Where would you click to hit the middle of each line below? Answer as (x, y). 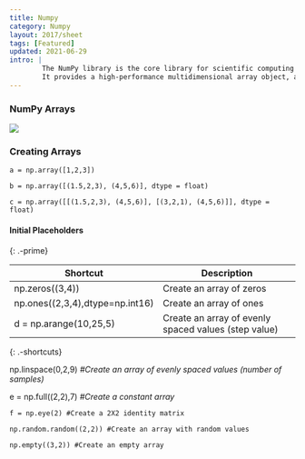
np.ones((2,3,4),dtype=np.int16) (84, 303)
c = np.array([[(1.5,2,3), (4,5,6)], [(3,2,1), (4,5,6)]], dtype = (140, 202)
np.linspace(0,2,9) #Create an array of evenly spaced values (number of (146, 369)
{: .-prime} (29, 250)
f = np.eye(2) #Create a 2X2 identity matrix (97, 413)
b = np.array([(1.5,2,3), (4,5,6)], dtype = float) (109, 186)
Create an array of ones (213, 303)
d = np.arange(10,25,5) (64, 324)
